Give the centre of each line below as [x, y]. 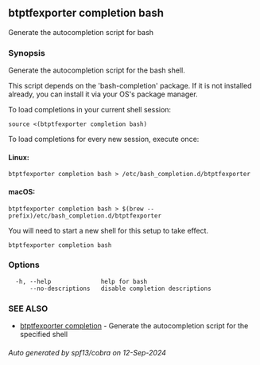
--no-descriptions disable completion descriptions [120, 288]
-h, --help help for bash [81, 281]
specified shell [44, 335]
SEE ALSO [28, 308]
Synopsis [27, 53]
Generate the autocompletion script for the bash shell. [97, 70]
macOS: [22, 191]
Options [24, 265]
